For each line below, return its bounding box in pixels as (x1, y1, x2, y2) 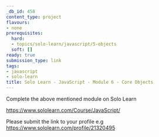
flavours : (6, 19, 31, 25)
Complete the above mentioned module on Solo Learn (6, 95, 137, 102)
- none (6, 25, 22, 31)
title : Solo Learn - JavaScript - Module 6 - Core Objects (6, 80, 154, 85)
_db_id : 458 (6, 8, 35, 15)
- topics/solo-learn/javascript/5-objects (11, 42, 117, 47)
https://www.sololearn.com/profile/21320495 (6, 124, 116, 131)
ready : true (6, 52, 35, 58)
